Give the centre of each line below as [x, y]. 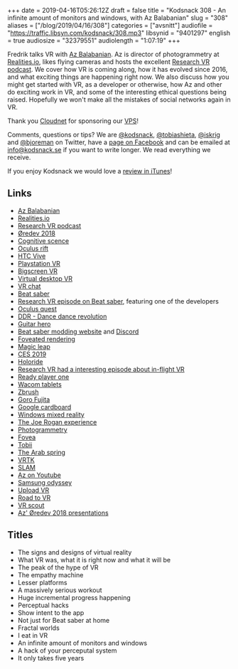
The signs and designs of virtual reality [75, 552]
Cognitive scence [43, 240]
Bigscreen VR [38, 271]
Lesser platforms [42, 582]
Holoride [30, 361]
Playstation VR [39, 263]
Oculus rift [33, 248]
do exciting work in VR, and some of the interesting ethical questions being [117, 92]
